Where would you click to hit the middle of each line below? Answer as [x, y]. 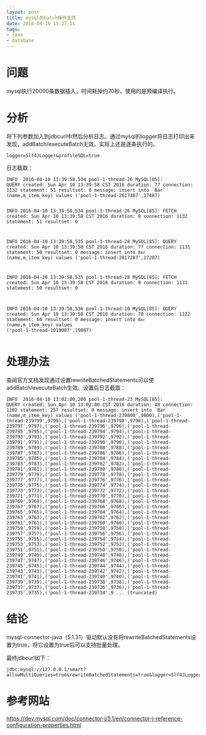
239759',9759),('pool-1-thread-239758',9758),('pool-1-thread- [89, 529]
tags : [13, 29]
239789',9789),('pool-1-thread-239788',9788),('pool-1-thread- [89, 448]
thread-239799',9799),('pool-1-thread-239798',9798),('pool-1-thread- [98, 421]
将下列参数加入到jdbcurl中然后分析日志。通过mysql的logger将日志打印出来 [101, 136]
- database [20, 41]
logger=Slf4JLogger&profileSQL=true [53, 155]
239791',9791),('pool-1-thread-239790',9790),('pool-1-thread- [89, 443]
